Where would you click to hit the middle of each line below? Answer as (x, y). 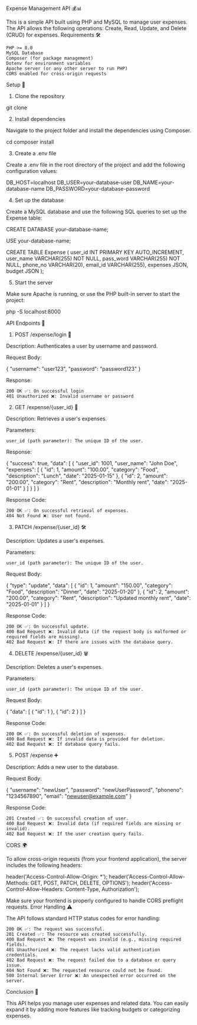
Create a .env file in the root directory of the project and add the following (96, 165)
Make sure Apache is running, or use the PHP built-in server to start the (93, 294)
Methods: (18, 883)
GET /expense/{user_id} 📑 (46, 407)
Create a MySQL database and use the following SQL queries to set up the (96, 212)
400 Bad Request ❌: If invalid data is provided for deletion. (86, 739)
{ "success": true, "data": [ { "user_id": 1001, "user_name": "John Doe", (92, 463)
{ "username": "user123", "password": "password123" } (73, 369)
